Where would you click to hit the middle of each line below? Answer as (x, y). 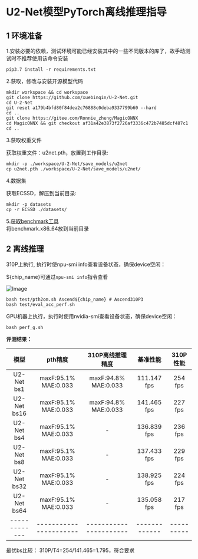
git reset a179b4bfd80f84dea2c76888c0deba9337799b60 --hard (82, 108)
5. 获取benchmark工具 (32, 221)
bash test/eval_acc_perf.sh (41, 304)
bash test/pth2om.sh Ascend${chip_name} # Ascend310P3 (75, 299)
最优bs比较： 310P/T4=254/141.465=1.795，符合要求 (70, 550)
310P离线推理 (107, 355)
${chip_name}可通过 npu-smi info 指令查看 (57, 277)
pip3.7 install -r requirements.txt (51, 70)
